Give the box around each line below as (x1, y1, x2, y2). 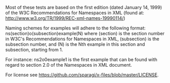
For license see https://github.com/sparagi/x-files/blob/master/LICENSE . (5, 72, 159, 78)
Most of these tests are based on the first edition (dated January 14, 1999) (5, 5, 162, 10)
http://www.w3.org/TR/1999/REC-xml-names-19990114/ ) (5, 15, 126, 21)
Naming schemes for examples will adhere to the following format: (5, 25, 146, 31)
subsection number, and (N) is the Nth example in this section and (5, 41, 145, 47)
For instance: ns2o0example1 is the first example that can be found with (5, 57, 158, 63)
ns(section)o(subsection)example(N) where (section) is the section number (5, 31, 165, 36)
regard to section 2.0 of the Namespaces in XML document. (5, 62, 133, 68)
